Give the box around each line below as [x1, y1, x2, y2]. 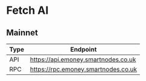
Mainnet [6, 28, 38, 38]
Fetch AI [6, 4, 49, 17]
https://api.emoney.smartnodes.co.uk [30, 55, 136, 64]
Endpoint [70, 46, 97, 53]
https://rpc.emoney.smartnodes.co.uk [30, 65, 138, 73]
